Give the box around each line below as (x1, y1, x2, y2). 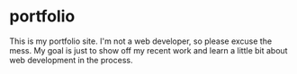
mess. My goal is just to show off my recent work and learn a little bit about (9, 45, 288, 55)
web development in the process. (9, 54, 133, 65)
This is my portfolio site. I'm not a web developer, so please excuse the (9, 36, 273, 46)
